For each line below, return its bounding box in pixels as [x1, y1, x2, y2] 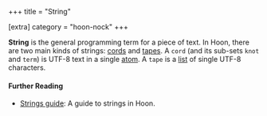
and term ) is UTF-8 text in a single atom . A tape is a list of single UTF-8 [8, 55, 241, 64]
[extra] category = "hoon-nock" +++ [8, 22, 129, 31]
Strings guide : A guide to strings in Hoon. [19, 99, 155, 108]
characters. [8, 63, 46, 72]
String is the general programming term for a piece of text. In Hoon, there [8, 37, 249, 47]
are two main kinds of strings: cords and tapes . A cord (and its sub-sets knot [8, 46, 260, 55]
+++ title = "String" [8, 7, 72, 16]
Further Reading [8, 81, 64, 91]
